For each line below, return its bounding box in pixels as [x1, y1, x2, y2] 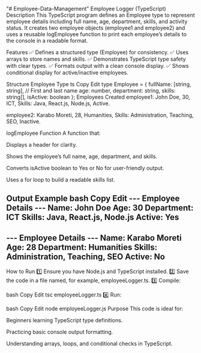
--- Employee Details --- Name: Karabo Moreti [6, 233, 182, 243]
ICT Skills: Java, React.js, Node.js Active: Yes [6, 212, 179, 223]
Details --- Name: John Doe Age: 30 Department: [6, 203, 194, 213]
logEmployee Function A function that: [6, 129, 101, 137]
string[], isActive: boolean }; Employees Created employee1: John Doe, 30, [6, 93, 191, 100]
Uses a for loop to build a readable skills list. [6, 176, 115, 183]
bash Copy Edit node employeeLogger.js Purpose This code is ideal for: [6, 305, 184, 312]
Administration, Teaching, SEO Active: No [6, 251, 165, 262]
